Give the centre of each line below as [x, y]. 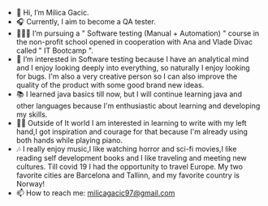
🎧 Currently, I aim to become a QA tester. [86, 21]
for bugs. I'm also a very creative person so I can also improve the [127, 76]
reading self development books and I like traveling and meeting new [132, 158]
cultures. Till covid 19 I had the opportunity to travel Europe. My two [130, 167]
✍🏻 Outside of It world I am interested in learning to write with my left [131, 123]
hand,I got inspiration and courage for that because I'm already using [132, 131]
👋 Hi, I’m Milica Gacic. [52, 13]
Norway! [30, 184]
